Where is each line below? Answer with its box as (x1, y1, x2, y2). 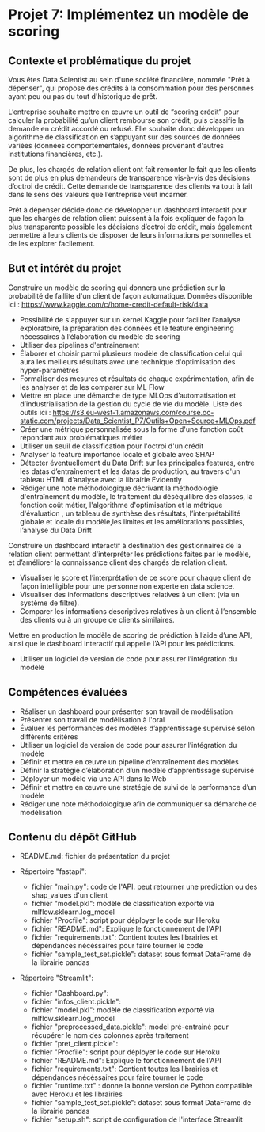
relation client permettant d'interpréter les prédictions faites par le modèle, (8, 549, 252, 558)
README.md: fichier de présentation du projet (19, 852, 170, 861)
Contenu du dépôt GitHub (8, 830, 137, 844)
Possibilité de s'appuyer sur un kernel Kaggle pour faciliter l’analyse (19, 314, 241, 324)
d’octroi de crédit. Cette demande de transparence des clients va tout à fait (8, 181, 253, 191)
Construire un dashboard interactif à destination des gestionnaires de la (8, 540, 242, 550)
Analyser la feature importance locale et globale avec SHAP (19, 449, 215, 459)
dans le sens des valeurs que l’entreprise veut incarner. (8, 190, 188, 199)
